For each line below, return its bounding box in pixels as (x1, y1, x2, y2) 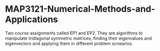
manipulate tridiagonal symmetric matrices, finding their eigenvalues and (5, 35, 152, 41)
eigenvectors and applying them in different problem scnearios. (5, 40, 133, 46)
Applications (5, 14, 58, 25)
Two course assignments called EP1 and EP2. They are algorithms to (5, 30, 143, 36)
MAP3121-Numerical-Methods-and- (5, 3, 156, 15)
